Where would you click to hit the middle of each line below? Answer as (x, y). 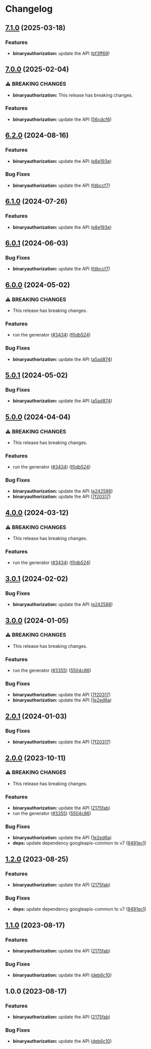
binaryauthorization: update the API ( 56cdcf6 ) (62, 119)
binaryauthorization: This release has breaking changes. (73, 95)
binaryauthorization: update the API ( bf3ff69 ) (61, 53)
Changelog (29, 9)
